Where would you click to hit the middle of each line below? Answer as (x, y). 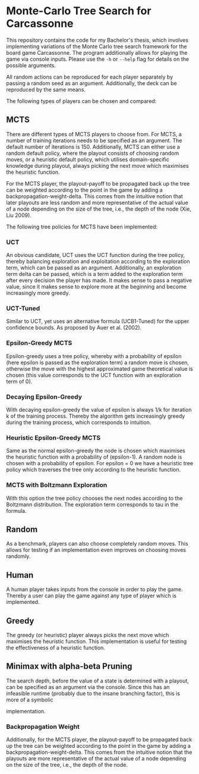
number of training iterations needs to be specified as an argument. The (94, 140)
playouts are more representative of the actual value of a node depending (96, 759)
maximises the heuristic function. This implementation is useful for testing (97, 641)
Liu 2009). (19, 215)
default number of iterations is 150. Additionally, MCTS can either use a (93, 146)
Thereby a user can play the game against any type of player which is (91, 596)
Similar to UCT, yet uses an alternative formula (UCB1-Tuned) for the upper (98, 321)
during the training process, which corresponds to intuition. (79, 422)
